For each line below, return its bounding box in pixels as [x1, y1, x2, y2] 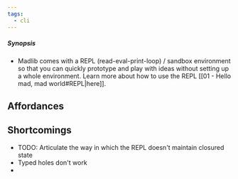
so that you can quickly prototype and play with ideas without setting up [17, 65, 229, 73]
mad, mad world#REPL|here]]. [17, 80, 107, 88]
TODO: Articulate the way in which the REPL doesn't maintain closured [17, 143, 225, 151]
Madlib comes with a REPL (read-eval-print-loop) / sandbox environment [17, 57, 231, 65]
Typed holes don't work [17, 158, 87, 167]
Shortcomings [7, 124, 72, 136]
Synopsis [7, 39, 36, 48]
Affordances [7, 100, 64, 112]
